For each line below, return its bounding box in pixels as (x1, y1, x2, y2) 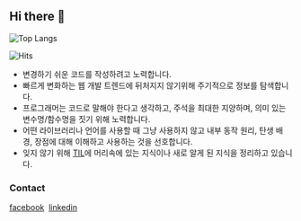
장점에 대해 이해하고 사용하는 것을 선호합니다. (34, 136, 193, 146)
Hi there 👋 (9, 9, 66, 24)
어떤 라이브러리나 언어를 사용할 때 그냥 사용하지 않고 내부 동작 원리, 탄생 (22, 125, 274, 136)
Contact (9, 181, 46, 194)
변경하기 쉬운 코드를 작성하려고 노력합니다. (22, 68, 173, 79)
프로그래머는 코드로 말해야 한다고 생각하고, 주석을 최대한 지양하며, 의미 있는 (22, 102, 287, 113)
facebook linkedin (9, 202, 78, 213)
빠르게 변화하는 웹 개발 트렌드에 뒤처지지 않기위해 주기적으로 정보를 (22, 80, 258, 91)
